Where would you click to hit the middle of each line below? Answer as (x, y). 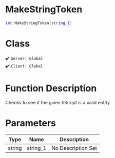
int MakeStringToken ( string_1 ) (39, 23)
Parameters (31, 123)
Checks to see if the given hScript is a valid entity (58, 102)
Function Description (51, 88)
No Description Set (74, 148)
